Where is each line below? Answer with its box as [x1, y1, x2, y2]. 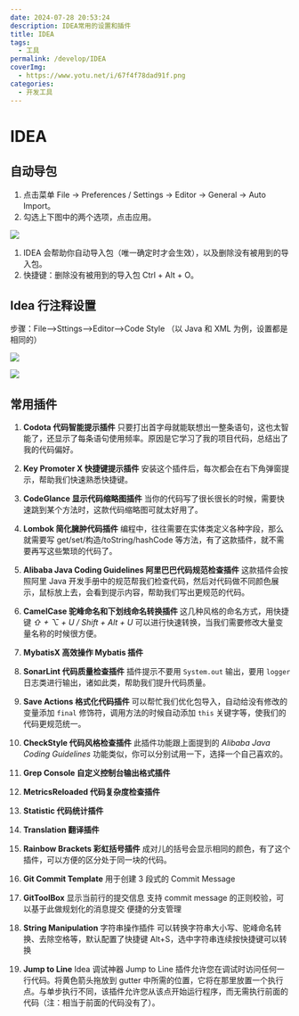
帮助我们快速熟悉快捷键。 [38, 475, 133, 485]
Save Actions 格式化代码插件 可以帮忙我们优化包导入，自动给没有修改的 [22, 697, 288, 707]
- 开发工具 [18, 87, 53, 96]
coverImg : [10, 63, 47, 72]
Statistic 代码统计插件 [22, 805, 104, 816]
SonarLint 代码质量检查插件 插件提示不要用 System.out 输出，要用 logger [22, 666, 291, 677]
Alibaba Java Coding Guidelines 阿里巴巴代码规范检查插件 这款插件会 [22, 565, 281, 575]
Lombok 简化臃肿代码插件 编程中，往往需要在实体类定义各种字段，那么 [22, 524, 284, 534]
